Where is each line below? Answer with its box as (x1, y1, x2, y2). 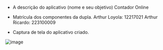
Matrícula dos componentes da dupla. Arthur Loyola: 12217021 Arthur (12, 14, 158, 20)
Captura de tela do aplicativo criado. (12, 29, 89, 35)
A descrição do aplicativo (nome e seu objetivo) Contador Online (12, 5, 149, 10)
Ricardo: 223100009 (12, 20, 56, 25)
